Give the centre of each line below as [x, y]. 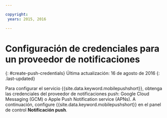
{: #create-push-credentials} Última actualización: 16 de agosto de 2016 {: [83, 73]
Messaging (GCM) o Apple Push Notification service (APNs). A [70, 99]
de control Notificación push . [36, 110]
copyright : [17, 14]
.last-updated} [20, 78]
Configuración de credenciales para [82, 48]
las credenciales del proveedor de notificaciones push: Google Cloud [77, 94]
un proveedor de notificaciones [73, 59]
